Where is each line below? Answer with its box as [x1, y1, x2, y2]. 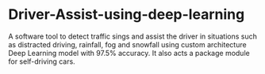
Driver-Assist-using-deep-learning [8, 6, 245, 24]
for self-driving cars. [8, 57, 75, 66]
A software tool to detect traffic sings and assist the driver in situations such [8, 31, 258, 41]
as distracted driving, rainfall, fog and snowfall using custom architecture [8, 39, 248, 49]
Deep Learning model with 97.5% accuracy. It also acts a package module [8, 48, 250, 57]
